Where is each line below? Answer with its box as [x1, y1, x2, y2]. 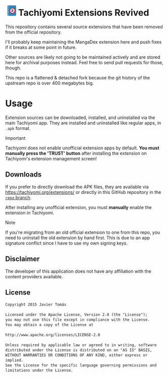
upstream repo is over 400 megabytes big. [5, 80, 94, 86]
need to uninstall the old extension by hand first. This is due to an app [5, 234, 150, 240]
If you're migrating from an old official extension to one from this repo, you [5, 229, 160, 235]
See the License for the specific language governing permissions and [5, 363, 157, 368]
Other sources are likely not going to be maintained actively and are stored [5, 54, 160, 60]
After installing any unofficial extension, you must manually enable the [5, 204, 152, 210]
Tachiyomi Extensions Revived [18, 7, 149, 19]
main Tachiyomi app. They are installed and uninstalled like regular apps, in [5, 119, 161, 126]
